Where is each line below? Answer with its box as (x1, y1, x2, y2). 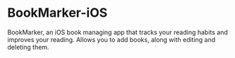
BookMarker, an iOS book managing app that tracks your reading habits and (7, 28, 228, 36)
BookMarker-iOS (7, 5, 108, 21)
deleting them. (7, 43, 49, 51)
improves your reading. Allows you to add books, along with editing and (7, 35, 216, 43)
